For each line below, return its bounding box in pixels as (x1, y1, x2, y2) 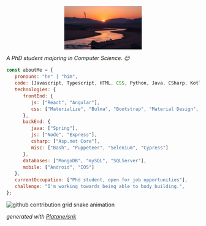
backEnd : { (22, 119, 51, 125)
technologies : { (14, 86, 56, 93)
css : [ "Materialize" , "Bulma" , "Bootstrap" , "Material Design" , (31, 106, 199, 112)
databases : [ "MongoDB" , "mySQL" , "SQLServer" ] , (22, 157, 147, 164)
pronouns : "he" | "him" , (14, 73, 78, 80)
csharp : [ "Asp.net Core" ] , (31, 138, 100, 145)
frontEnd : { (22, 92, 53, 99)
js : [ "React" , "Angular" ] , (31, 99, 100, 105)
